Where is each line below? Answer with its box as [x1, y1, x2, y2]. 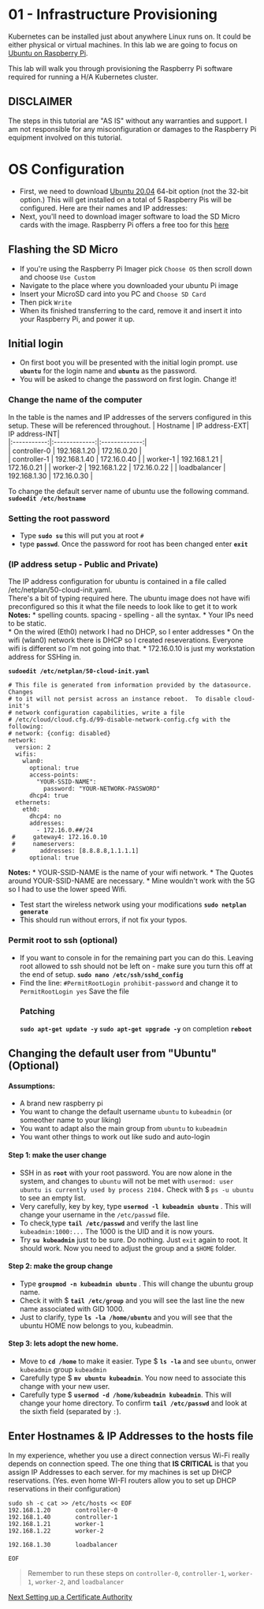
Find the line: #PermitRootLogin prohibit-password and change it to [19, 978, 239, 987]
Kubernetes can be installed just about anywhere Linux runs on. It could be [8, 32, 251, 41]
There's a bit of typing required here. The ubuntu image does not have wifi [8, 593, 251, 603]
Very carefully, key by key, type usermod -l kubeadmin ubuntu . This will [19, 1201, 251, 1210]
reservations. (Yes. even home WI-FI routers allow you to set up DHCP [8, 1476, 236, 1485]
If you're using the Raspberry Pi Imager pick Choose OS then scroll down [19, 264, 252, 273]
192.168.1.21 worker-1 [8, 1520, 104, 1528]
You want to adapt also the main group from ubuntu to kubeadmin [19, 1124, 228, 1133]
